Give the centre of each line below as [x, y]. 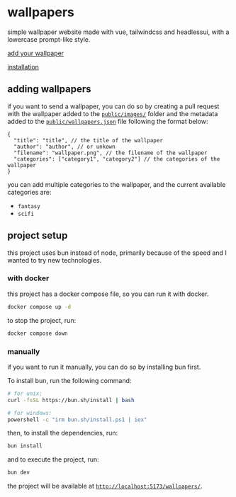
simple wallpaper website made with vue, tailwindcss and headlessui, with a [118, 32]
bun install [25, 446]
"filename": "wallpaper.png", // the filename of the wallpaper [111, 153]
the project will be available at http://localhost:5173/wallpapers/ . [105, 486]
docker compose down [38, 333]
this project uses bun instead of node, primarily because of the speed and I [117, 253]
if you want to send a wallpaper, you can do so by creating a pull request [113, 106]
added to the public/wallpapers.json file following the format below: [108, 121]
